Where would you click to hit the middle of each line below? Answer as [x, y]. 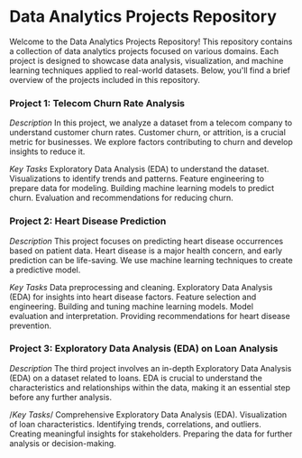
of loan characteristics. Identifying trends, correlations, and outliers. [135, 424]
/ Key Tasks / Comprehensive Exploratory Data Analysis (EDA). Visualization [148, 414]
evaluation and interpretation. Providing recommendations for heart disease [150, 316]
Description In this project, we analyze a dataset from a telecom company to [151, 123]
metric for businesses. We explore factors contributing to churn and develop [151, 142]
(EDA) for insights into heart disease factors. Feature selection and [133, 297]
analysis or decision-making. [63, 443]
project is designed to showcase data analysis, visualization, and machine [146, 60]
